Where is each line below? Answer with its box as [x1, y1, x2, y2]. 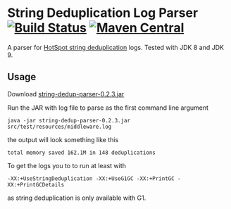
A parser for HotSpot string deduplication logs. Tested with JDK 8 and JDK [7, 43, 224, 51]
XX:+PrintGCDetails [7, 181, 65, 188]
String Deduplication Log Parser [7, 5, 199, 21]
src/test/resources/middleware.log [7, 123, 112, 130]
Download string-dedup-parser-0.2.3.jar [7, 89, 125, 98]
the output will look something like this [7, 135, 119, 144]
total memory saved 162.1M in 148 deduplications [7, 149, 156, 156]
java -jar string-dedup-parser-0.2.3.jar [7, 117, 131, 124]
